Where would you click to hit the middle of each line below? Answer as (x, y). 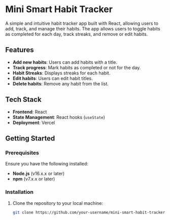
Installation (20, 192)
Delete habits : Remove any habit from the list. (61, 83)
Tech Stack (23, 100)
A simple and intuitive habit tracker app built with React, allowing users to (82, 23)
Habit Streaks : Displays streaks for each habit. (61, 73)
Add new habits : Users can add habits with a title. (65, 62)
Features (20, 50)
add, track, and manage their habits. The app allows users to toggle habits (83, 28)
